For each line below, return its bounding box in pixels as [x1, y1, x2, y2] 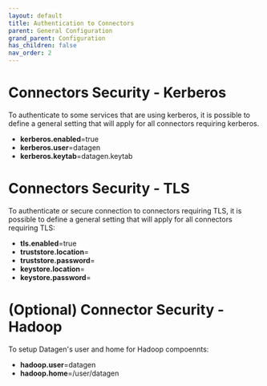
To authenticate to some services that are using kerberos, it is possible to [8, 110, 251, 120]
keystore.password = [19, 272, 91, 282]
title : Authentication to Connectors [8, 19, 135, 27]
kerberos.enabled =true [19, 134, 99, 144]
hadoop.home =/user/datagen [19, 368, 119, 378]
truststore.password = [19, 255, 95, 265]
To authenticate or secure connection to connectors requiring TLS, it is [8, 205, 242, 215]
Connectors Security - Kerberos [8, 83, 227, 102]
